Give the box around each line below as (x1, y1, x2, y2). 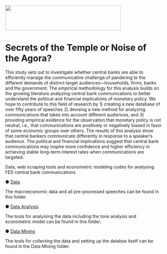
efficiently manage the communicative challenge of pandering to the (5, 74, 146, 80)
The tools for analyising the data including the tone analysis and (5, 213, 137, 219)
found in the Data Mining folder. (5, 243, 70, 249)
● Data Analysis (5, 203, 39, 209)
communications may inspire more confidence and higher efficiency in (5, 143, 150, 149)
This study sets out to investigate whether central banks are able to (5, 69, 144, 75)
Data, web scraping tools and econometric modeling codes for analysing (5, 163, 155, 169)
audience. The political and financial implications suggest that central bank (5, 138, 159, 144)
